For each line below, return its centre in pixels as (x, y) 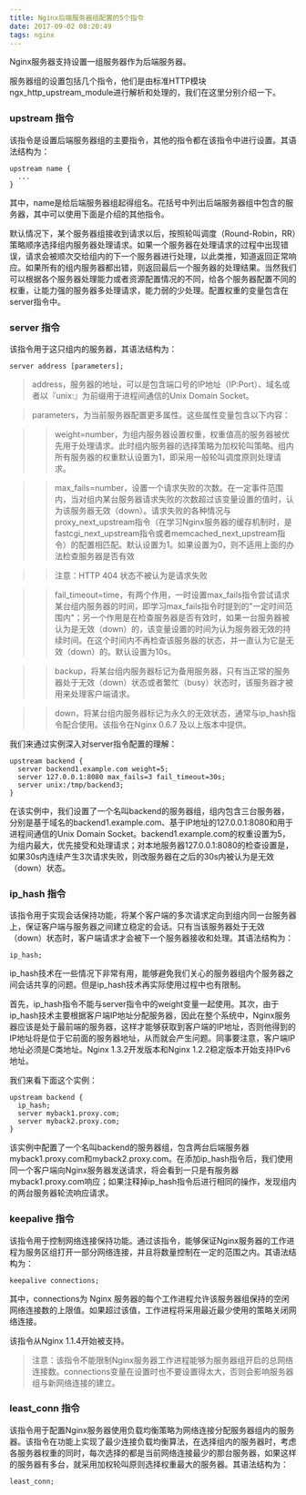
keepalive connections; (55, 1280)
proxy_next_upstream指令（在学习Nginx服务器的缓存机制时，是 (173, 522)
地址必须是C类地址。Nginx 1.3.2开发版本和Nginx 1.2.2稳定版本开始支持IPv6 (150, 1050)
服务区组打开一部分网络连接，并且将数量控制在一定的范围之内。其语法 (157, 1252)
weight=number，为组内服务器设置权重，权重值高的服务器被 (168, 434)
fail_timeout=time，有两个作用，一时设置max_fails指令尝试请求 (172, 595)
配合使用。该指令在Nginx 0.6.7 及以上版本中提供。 (157, 724)
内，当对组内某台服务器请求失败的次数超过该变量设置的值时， (170, 499)
